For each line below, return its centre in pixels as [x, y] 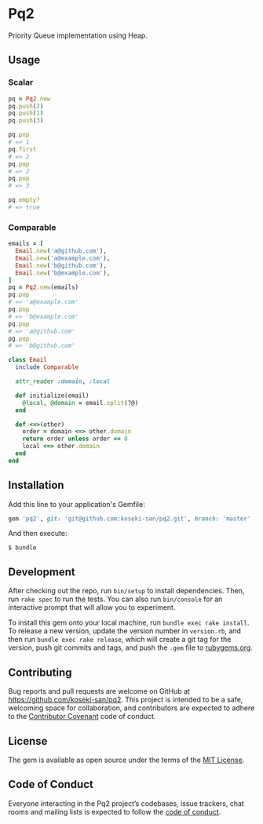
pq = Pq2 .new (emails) [44, 287]
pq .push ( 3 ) [26, 121]
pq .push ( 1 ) [26, 113]
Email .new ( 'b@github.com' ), [61, 265]
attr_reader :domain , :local [63, 381]
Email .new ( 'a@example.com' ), [63, 258]
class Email [27, 360]
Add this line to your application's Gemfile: [77, 504]
